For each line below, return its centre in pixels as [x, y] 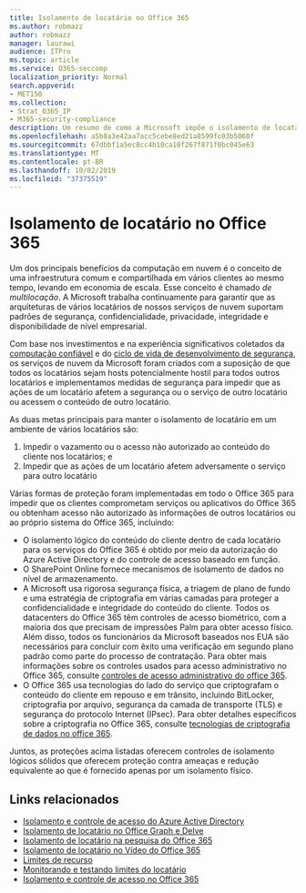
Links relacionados [65, 799]
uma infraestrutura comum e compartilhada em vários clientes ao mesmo [147, 278]
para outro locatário [60, 476]
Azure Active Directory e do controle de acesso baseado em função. [151, 560]
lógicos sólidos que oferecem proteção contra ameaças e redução [134, 761]
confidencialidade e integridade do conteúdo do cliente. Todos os [146, 608]
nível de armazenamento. [70, 579]
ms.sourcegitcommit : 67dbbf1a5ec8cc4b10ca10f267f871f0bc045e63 [132, 145]
